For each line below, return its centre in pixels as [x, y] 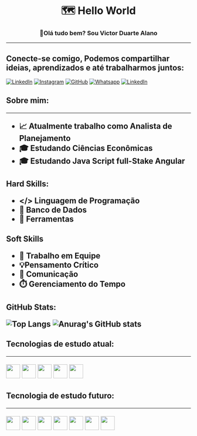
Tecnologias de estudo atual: [60, 344]
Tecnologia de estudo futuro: [60, 396]
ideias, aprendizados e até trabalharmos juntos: [95, 68]
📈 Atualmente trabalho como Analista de [96, 126]
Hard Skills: [27, 184]
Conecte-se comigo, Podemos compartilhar [88, 58]
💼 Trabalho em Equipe [60, 256]
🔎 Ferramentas [47, 219]
